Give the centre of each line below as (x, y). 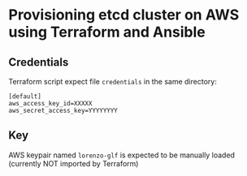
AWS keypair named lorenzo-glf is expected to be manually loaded (122, 155)
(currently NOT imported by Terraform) (74, 163)
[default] (25, 97)
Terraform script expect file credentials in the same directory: (113, 82)
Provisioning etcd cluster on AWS (124, 15)
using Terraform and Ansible (107, 32)
